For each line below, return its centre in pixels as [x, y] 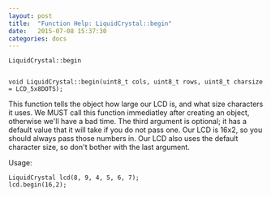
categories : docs [38, 39]
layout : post [30, 16]
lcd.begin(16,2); [38, 185]
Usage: [20, 163]
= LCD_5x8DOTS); [36, 89]
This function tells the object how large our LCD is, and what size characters [136, 104]
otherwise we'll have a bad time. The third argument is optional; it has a [128, 122]
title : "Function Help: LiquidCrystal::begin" [90, 24]
